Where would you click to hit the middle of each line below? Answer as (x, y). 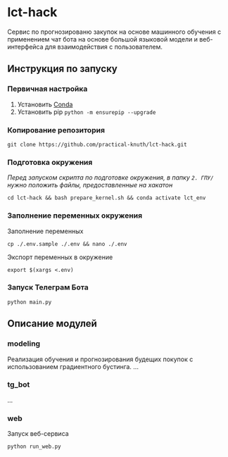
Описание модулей (52, 324)
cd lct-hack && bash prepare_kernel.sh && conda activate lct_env (107, 198)
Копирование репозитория (56, 130)
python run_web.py (34, 447)
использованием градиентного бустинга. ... (73, 366)
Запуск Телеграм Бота (48, 287)
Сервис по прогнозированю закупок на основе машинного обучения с (114, 32)
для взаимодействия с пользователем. (104, 46)
